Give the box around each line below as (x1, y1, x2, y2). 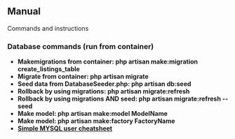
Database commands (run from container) (7, 41, 154, 51)
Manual (7, 6, 41, 17)
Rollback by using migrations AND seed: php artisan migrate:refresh (17, 94, 221, 103)
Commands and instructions (7, 24, 89, 32)
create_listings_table (17, 65, 81, 73)
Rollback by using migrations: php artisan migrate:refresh (17, 87, 190, 96)
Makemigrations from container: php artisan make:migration (17, 57, 199, 66)
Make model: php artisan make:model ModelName (17, 110, 168, 118)
